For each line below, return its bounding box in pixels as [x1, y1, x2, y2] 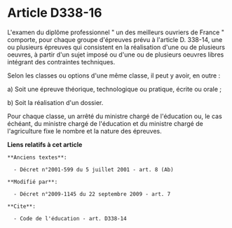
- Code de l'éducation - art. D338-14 [13, 215, 128, 222]
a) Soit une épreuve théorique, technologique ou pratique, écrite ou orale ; [7, 85, 222, 93]
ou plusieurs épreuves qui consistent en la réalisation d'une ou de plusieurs [7, 43, 226, 51]
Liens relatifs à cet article [7, 140, 83, 148]
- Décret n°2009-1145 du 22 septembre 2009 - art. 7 [13, 190, 171, 197]
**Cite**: [7, 203, 36, 210]
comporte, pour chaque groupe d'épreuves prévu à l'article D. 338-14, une [7, 35, 223, 43]
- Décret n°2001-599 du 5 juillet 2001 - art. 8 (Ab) [13, 166, 174, 173]
